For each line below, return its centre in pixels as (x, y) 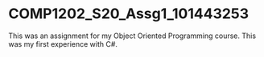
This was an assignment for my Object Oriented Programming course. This (132, 36)
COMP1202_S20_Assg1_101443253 (129, 14)
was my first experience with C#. (63, 44)
